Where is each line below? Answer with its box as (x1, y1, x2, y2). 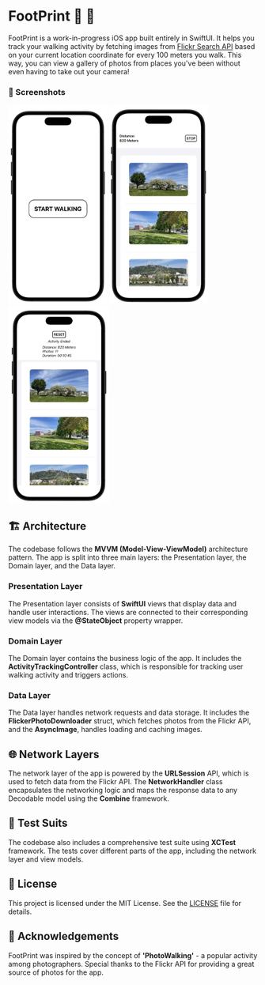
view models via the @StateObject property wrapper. (8, 616, 184, 625)
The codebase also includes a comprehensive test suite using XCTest (8, 837, 236, 847)
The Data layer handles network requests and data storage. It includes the (8, 708, 250, 718)
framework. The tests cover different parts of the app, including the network (8, 846, 257, 855)
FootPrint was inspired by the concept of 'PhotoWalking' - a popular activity (8, 950, 258, 960)
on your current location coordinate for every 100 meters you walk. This (8, 50, 242, 59)
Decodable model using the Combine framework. (8, 794, 170, 803)
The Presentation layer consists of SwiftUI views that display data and (8, 598, 237, 608)
